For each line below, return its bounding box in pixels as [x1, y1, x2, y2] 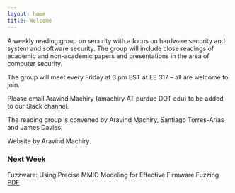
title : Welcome [7, 17, 52, 24]
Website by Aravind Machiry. [7, 136, 91, 145]
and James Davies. [7, 123, 63, 131]
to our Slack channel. [7, 101, 69, 110]
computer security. [7, 59, 63, 67]
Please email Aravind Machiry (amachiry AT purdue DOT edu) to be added [7, 94, 224, 103]
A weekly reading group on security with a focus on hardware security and [7, 36, 225, 45]
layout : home [7, 10, 46, 18]
